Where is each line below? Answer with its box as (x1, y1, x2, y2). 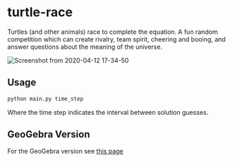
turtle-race (7, 4, 73, 20)
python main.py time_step (7, 95, 83, 102)
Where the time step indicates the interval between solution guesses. (7, 108, 209, 116)
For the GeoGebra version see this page (7, 147, 124, 156)
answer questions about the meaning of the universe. (7, 42, 162, 51)
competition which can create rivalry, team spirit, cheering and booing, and (7, 35, 226, 43)
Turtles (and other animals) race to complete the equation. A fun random (7, 27, 218, 36)
